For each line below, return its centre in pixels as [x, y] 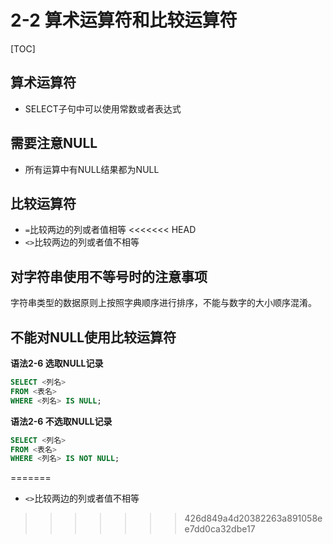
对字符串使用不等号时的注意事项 [109, 276]
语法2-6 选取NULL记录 [57, 363]
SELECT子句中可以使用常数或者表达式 [103, 108]
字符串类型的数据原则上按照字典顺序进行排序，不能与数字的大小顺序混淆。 [163, 303]
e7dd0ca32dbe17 [220, 529]
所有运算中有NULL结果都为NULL [92, 169]
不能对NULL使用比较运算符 [93, 337]
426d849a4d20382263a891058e [253, 518]
